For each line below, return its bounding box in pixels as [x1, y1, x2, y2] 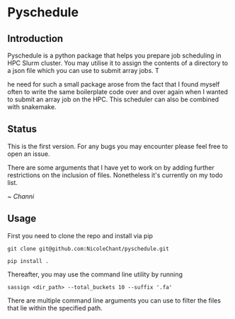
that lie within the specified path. [7, 303, 103, 312]
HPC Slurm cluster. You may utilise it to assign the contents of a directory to [7, 59, 229, 67]
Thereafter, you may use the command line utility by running [7, 270, 183, 279]
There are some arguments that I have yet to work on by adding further [7, 163, 214, 172]
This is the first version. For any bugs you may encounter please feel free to [7, 142, 229, 150]
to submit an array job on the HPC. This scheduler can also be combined [7, 95, 219, 103]
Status [7, 123, 38, 135]
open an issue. [7, 150, 51, 158]
